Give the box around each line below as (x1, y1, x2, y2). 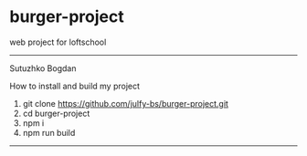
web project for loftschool (9, 36, 107, 47)
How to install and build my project (9, 80, 140, 91)
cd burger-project (22, 108, 90, 119)
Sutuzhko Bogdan (9, 62, 77, 74)
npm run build (22, 127, 76, 138)
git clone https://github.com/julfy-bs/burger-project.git (22, 98, 228, 109)
